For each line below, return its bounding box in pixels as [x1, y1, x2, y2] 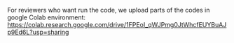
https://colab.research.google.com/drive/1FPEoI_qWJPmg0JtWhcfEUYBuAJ [7, 21, 227, 28]
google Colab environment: [7, 13, 86, 21]
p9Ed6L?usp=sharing [7, 28, 69, 36]
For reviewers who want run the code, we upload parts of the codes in [7, 6, 210, 14]
